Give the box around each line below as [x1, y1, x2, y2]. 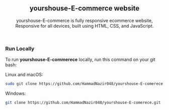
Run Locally [5, 45, 35, 52]
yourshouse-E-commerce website [29, 4, 140, 13]
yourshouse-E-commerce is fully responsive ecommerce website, [16, 17, 153, 24]
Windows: [5, 90, 26, 96]
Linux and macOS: [5, 72, 43, 78]
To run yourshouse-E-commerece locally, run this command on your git [5, 57, 156, 63]
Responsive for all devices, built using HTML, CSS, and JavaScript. [15, 23, 154, 29]
